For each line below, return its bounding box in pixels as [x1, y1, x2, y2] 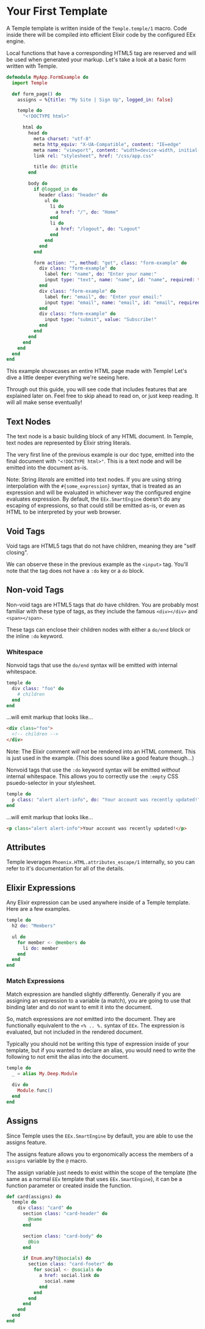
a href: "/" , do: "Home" [55, 209, 119, 215]
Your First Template [6, 4, 108, 18]
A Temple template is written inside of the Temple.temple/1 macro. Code [6, 24, 187, 32]
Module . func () [17, 1088, 53, 1094]
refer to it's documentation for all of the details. [6, 865, 125, 872]
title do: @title [33, 164, 78, 170]
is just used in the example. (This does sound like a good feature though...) [6, 754, 194, 762]
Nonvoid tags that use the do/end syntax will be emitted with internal [6, 661, 178, 669]
